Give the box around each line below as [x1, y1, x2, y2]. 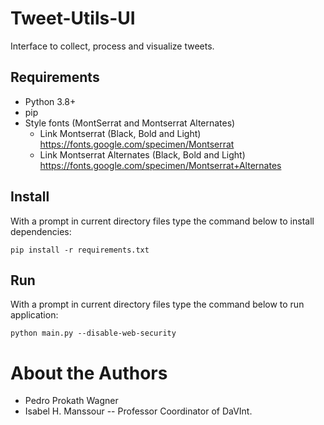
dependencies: [10, 225, 72, 237]
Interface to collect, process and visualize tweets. [10, 40, 215, 52]
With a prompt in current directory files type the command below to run [10, 298, 305, 311]
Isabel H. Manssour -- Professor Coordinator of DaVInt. [24, 405, 253, 417]
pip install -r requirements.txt [10, 245, 150, 255]
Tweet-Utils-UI [10, 7, 136, 30]
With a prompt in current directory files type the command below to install [10, 215, 315, 227]
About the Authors [10, 362, 168, 384]
